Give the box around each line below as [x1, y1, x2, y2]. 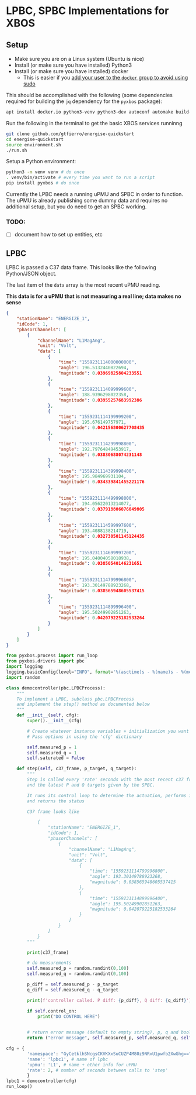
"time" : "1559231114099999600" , [58, 386, 137, 393]
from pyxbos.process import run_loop [6, 653, 98, 659]
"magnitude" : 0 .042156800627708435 [58, 424, 145, 431]
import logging [6, 664, 43, 670]
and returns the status [27, 798, 85, 804]
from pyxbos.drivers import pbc [6, 658, 85, 664]
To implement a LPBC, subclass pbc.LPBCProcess [16, 696, 134, 702]
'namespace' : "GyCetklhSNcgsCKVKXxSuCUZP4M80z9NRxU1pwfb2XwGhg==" [27, 1051, 192, 1057]
